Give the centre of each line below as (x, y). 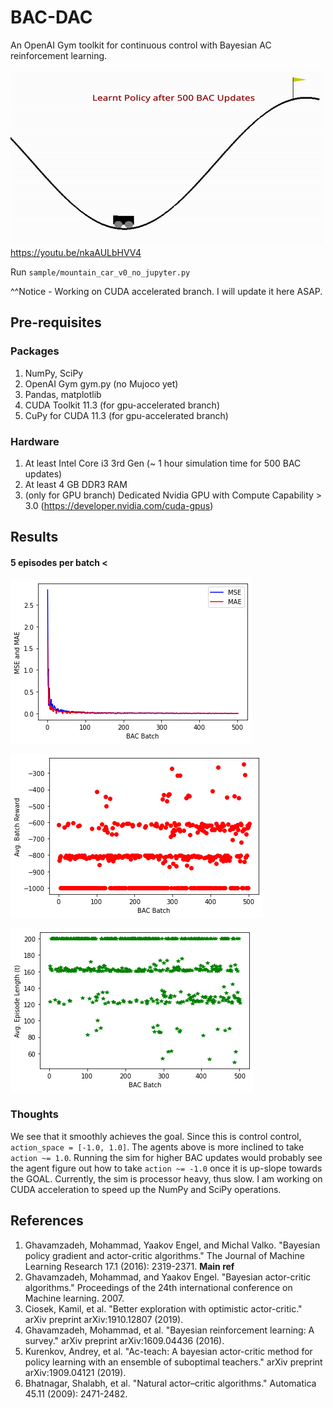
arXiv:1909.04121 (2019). (75, 1372)
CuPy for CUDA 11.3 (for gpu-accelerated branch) (126, 415)
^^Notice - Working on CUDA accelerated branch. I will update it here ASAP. (166, 291)
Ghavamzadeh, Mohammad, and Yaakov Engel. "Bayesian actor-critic (168, 1277)
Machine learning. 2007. (74, 1298)
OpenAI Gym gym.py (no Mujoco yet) (101, 383)
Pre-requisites (56, 322)
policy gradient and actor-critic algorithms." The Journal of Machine (164, 1255)
